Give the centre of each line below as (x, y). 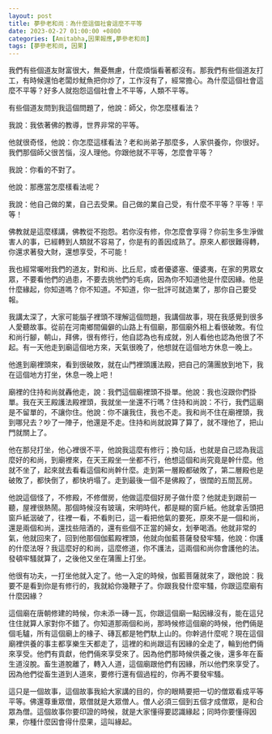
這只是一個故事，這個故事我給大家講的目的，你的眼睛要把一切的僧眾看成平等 (136, 692)
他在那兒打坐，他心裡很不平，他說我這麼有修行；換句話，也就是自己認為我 (132, 450)
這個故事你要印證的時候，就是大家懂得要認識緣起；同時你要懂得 (142, 712)
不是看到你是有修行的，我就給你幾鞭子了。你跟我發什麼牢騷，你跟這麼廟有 (139, 586)
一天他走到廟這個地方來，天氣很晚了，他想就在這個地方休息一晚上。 (143, 348)
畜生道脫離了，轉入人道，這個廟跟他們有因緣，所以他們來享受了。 (153, 664)
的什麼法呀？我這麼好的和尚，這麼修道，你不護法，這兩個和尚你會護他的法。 (136, 548)
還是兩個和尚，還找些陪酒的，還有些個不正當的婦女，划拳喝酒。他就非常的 (132, 528)
